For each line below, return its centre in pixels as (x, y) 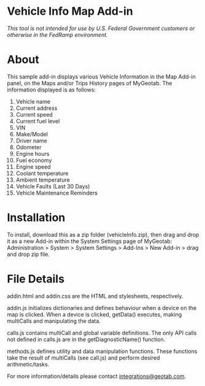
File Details (36, 279)
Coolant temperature (42, 173)
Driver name (32, 141)
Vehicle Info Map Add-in (70, 11)
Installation (36, 218)
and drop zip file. (28, 254)
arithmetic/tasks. (28, 364)
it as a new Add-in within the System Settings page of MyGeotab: (90, 241)
